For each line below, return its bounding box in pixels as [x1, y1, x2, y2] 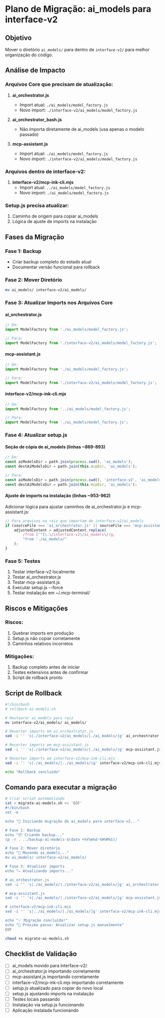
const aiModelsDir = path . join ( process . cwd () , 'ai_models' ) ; [5, 459, 133, 464]
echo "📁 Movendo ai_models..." [5, 850, 69, 856]
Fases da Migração [5, 233, 65, 241]
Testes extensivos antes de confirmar [12, 670, 88, 676]
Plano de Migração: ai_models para [5, 3, 151, 15]
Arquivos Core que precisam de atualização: [5, 81, 113, 88]
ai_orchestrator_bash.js [12, 116, 62, 122]
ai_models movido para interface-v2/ [12, 963, 87, 969]
